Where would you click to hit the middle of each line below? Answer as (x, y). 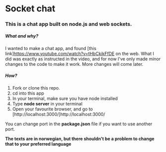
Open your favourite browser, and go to (53, 109)
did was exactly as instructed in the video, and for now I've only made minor (83, 59)
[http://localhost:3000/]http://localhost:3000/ (59, 114)
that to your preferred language (38, 144)
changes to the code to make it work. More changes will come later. (74, 64)
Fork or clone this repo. (36, 88)
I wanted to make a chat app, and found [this (51, 49)
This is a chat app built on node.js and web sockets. (69, 24)
